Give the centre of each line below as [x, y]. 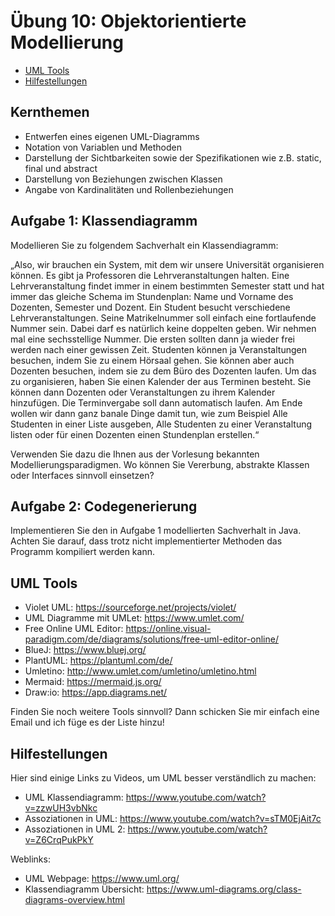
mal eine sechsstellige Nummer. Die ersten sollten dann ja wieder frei [152, 339]
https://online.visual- [168, 629]
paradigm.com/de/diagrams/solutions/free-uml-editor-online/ [151, 639]
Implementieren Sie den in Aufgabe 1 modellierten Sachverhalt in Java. [156, 531]
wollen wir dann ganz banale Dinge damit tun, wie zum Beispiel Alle [149, 413]
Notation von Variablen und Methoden [103, 147]
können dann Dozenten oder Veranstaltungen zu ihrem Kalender [143, 392]
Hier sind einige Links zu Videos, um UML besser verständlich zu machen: [163, 778]
